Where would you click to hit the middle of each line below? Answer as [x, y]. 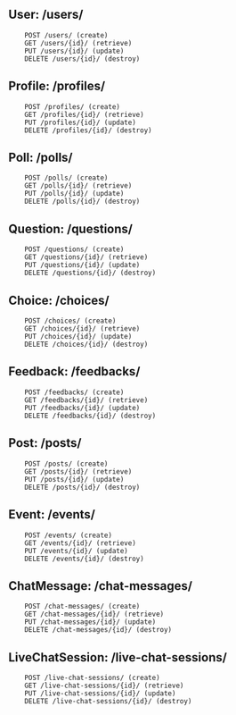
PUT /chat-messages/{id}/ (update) [90, 622]
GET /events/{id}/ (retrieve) [81, 543]
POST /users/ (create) [66, 35]
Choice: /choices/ [59, 300]
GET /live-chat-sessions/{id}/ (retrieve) [104, 686]
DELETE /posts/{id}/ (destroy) [82, 487]
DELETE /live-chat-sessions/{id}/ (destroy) [108, 702]
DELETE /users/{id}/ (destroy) [82, 59]
